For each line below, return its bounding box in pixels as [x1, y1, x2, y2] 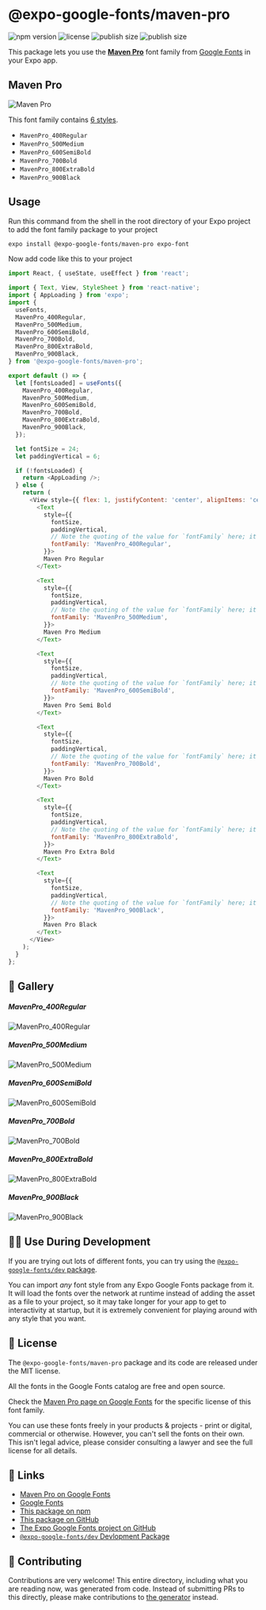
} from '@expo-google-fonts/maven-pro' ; [8, 358, 144, 366]
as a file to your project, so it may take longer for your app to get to [8, 1296, 227, 1306]
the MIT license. [8, 1366, 61, 1376]
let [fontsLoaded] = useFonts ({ [15, 379, 123, 387]
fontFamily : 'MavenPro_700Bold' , [50, 759, 161, 767]
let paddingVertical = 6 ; [15, 452, 101, 460]
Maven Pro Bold [43, 775, 93, 782]
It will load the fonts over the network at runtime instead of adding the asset [8, 1288, 256, 1298]
